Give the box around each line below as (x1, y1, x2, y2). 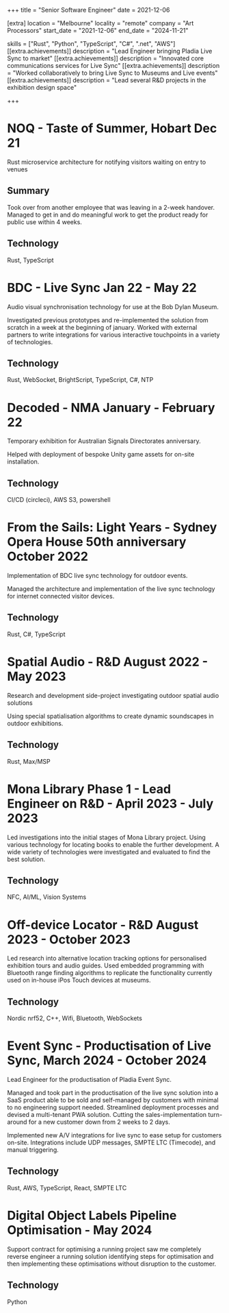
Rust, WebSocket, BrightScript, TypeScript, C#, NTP (7, 376, 154, 384)
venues (7, 165, 28, 173)
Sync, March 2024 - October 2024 (7, 1052, 207, 1068)
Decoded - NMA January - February (7, 400, 215, 415)
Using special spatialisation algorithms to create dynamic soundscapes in (7, 712, 214, 720)
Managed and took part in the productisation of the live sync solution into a (7, 1089, 219, 1096)
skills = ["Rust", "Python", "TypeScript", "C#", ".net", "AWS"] (7, 40, 176, 47)
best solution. (7, 855, 46, 863)
